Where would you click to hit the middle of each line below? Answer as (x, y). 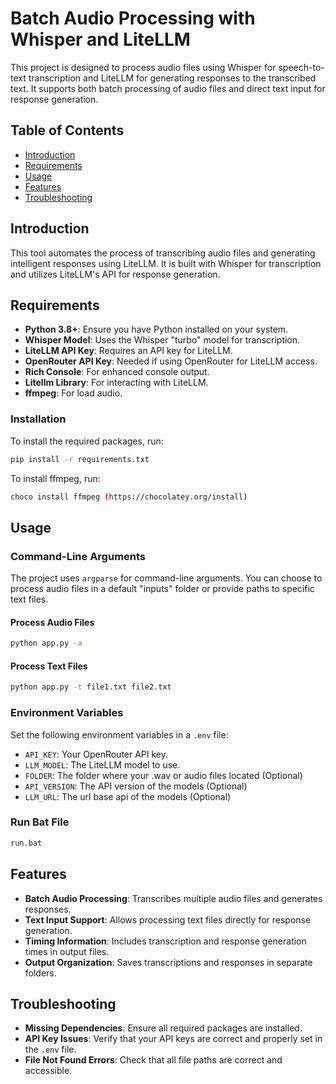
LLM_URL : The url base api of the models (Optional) (128, 796)
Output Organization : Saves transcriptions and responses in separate (168, 962)
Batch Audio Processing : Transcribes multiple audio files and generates (173, 898)
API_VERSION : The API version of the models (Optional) (136, 786)
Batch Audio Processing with (133, 18)
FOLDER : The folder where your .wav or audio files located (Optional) (163, 775)
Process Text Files (49, 666)
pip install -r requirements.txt (80, 459)
